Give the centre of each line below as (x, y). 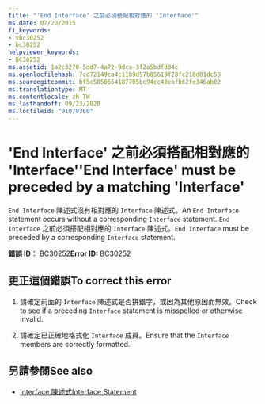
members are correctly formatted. (75, 344)
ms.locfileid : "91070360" (51, 112)
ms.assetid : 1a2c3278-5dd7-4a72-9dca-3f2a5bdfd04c (93, 67)
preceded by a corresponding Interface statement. (92, 237)
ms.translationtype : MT (47, 89)
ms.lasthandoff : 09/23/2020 (55, 104)
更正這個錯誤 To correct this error (90, 281)
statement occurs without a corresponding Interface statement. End (119, 219)
